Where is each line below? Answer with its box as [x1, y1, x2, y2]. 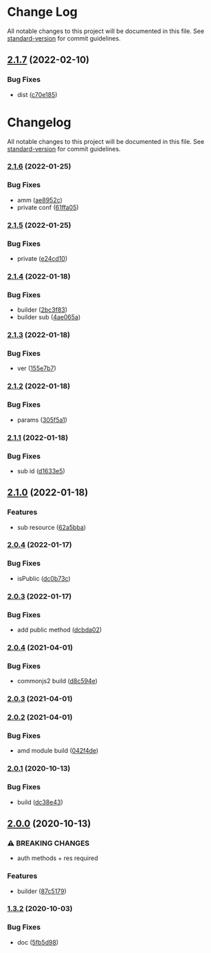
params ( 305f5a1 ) [16, 416, 67, 424]
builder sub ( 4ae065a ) [16, 313, 81, 321]
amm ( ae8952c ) [16, 195, 63, 204]
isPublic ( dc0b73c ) [16, 574, 71, 582]
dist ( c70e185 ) [16, 90, 58, 98]
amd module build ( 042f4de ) [16, 747, 99, 755]
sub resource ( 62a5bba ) [16, 523, 87, 531]
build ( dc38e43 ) [16, 797, 63, 806]
